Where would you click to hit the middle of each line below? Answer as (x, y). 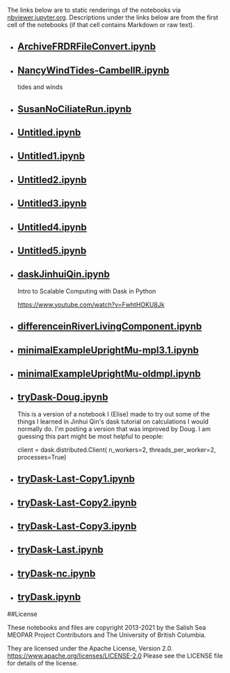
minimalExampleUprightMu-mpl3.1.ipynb (108, 350)
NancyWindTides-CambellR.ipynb (93, 70)
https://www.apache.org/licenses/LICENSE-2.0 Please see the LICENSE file (115, 656)
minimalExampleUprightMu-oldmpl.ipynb (109, 374)
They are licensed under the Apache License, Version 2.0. (90, 648)
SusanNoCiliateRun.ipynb (74, 109)
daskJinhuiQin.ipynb (63, 274)
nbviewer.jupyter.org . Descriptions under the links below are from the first (113, 17)
